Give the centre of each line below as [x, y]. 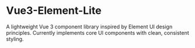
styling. [15, 39]
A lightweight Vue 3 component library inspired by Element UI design [89, 27]
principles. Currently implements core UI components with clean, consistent [97, 32]
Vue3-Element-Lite [54, 11]
